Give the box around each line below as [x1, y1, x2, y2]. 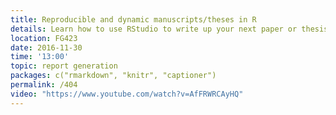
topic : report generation [10, 61, 118, 71]
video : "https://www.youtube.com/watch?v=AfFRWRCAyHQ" [10, 89, 244, 99]
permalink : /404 [10, 80, 78, 90]
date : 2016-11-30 [10, 42, 83, 53]
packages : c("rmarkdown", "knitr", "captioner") [10, 71, 217, 81]
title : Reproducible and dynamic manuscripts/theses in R [10, 14, 257, 25]
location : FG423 [10, 33, 78, 43]
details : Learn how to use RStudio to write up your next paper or [10, 24, 298, 34]
